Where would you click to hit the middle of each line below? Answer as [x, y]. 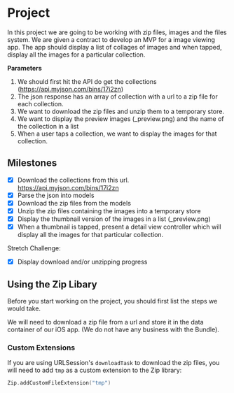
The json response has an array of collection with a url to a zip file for [118, 97]
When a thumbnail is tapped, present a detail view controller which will [119, 227]
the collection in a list [48, 126]
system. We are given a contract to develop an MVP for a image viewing [111, 39]
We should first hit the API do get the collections [87, 81]
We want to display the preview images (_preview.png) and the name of [121, 119]
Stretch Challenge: [34, 248]
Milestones [32, 163]
